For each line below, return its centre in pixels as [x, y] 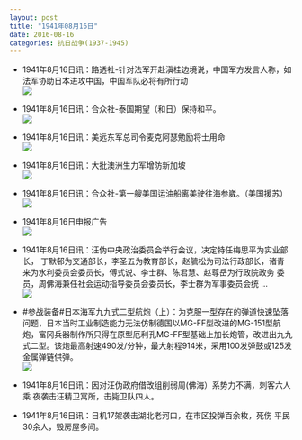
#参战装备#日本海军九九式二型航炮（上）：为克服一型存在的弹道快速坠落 [155, 312]
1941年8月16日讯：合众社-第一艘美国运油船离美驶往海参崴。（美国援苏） [155, 194]
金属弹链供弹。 [50, 357]
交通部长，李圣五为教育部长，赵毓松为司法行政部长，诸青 [178, 261]
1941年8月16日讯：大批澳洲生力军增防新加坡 [104, 165]
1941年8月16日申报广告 [65, 222]
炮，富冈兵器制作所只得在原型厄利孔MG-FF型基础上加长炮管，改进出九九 [157, 335]
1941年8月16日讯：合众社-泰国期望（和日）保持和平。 [122, 109]
